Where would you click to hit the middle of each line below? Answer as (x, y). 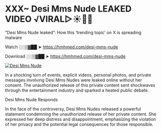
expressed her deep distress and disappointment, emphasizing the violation (80, 119)
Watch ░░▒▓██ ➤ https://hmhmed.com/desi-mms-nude (62, 47)
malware (14, 38)
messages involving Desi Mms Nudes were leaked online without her (73, 80)
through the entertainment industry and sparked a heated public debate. (77, 90)
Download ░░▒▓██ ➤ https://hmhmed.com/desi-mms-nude (65, 56)
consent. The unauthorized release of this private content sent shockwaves (80, 85)
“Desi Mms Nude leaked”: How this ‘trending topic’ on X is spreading (73, 32)
